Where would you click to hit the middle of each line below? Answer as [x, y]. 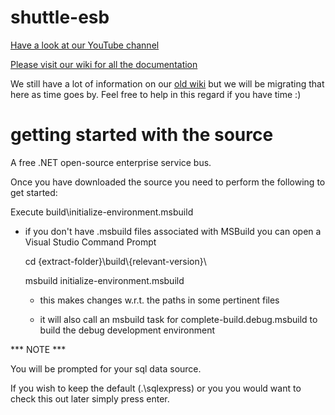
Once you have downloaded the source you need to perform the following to [168, 182]
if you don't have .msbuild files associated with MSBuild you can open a [173, 231]
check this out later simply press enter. [90, 398]
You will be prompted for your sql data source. [106, 368]
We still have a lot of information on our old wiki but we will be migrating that [167, 83]
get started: [34, 192]
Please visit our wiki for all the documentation [104, 64]
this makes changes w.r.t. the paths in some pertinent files [159, 300]
